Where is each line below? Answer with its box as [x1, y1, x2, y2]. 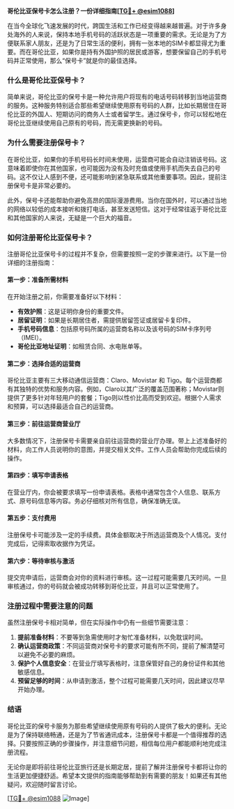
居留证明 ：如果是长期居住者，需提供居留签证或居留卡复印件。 [17, 316, 195, 325]
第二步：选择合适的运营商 [7, 359, 81, 368]
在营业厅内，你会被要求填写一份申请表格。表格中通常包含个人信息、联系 [7, 488, 214, 496]
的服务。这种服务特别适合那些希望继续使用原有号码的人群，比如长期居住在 [7, 101, 221, 110]
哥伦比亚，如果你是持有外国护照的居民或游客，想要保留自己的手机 [31, 48, 221, 56]
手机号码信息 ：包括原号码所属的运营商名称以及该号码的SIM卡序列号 [17, 325, 212, 333]
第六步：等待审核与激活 [7, 557, 75, 565]
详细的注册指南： [7, 258, 56, 267]
